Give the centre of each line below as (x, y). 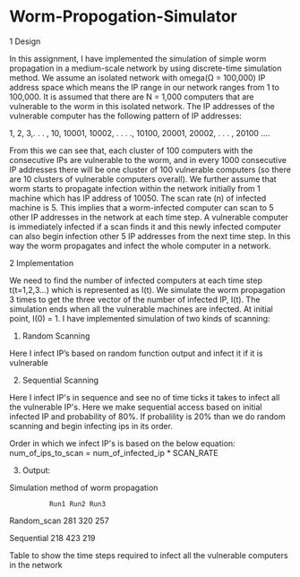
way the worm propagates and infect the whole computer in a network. (140, 245)
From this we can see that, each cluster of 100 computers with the (131, 151)
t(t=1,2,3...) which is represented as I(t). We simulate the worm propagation (147, 289)
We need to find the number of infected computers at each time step (136, 280)
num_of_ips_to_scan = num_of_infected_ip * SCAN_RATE (114, 452)
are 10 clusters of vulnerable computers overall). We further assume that (143, 179)
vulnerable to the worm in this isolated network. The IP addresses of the (142, 106)
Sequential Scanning (60, 380)
